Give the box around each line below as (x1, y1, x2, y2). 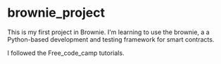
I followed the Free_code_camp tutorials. (7, 49, 125, 57)
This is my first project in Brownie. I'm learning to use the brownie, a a (7, 28, 210, 36)
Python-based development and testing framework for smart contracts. (7, 35, 215, 43)
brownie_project (7, 5, 106, 21)
